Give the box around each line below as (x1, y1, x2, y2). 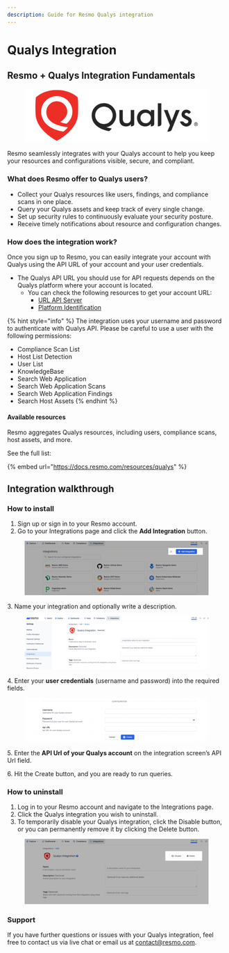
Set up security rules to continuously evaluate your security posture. (17, 212, 214, 221)
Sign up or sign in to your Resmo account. (17, 519, 137, 528)
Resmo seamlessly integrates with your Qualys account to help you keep (7, 150, 215, 158)
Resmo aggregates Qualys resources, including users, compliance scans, (7, 428, 217, 436)
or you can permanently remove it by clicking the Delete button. (17, 825, 200, 833)
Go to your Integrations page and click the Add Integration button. (17, 526, 207, 535)
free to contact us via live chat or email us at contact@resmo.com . (7, 938, 197, 947)
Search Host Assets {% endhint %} (17, 397, 118, 405)
